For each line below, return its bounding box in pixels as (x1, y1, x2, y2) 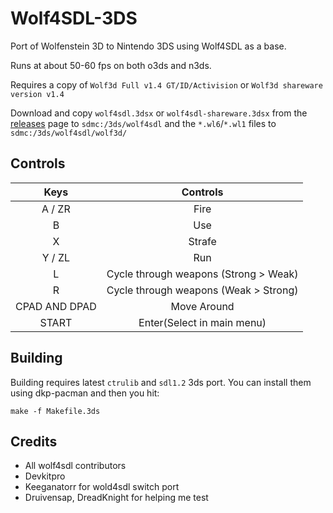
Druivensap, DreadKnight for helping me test (24, 492, 209, 504)
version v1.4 (10, 89, 65, 99)
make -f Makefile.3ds (10, 406, 101, 416)
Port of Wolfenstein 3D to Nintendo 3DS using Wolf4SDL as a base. (10, 40, 287, 52)
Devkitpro (24, 470, 66, 482)
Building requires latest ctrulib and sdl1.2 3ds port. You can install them (10, 376, 312, 388)
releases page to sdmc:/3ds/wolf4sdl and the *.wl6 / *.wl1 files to (10, 117, 277, 129)
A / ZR (41, 202, 71, 216)
